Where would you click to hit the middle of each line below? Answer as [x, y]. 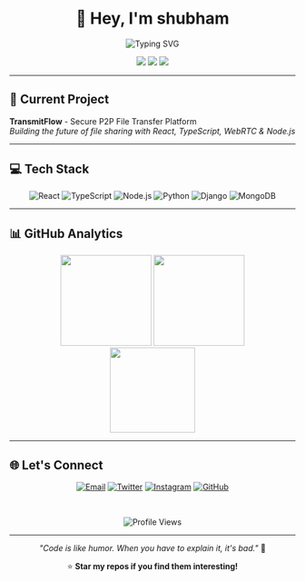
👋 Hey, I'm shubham [152, 19]
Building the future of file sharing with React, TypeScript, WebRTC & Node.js [152, 131]
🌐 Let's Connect [56, 465]
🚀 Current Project [59, 99]
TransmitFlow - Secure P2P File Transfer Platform [103, 121]
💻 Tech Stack [49, 169]
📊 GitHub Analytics [66, 234]
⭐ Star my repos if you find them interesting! [152, 566]
